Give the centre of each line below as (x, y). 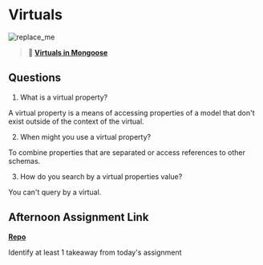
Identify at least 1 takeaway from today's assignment (95, 252)
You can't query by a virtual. (55, 192)
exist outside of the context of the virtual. (76, 121)
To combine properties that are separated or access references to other (127, 152)
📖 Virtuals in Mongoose (68, 52)
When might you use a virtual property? (85, 137)
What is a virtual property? (64, 97)
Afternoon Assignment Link (79, 217)
